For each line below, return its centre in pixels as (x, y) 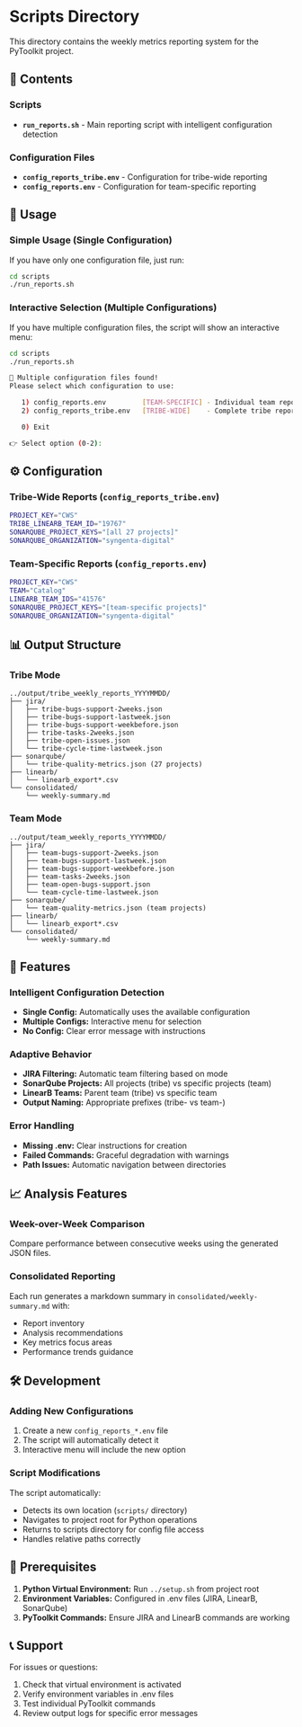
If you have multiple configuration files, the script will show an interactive (145, 327)
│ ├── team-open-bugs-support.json (80, 884)
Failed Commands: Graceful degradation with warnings (125, 1155)
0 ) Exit (36, 427)
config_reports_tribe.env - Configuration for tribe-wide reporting (145, 176)
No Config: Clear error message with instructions (114, 1031)
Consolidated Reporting (62, 1277)
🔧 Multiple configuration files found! (84, 378)
